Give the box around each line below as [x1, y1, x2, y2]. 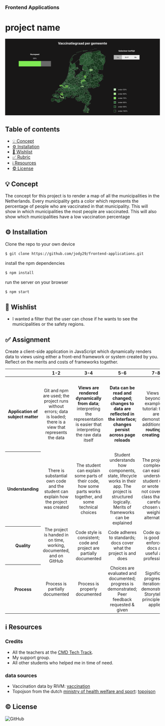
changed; [112, 395, 133, 401]
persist [114, 427, 130, 433]
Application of [8, 409, 38, 414]
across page [109, 432, 136, 438]
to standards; [109, 535, 136, 540]
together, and [75, 494, 102, 500]
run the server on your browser [5, 279, 68, 285]
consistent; [77, 535, 100, 540]
